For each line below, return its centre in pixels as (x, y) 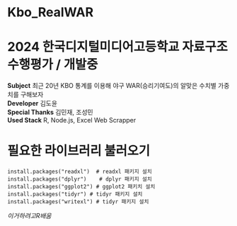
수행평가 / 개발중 (53, 65)
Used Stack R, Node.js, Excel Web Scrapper (72, 120)
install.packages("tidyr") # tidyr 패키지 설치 (75, 194)
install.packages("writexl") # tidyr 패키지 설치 (78, 202)
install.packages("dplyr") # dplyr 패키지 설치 (80, 179)
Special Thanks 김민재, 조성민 (50, 112)
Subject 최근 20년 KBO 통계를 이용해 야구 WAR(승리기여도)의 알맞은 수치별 (112, 86)
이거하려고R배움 (29, 216)
